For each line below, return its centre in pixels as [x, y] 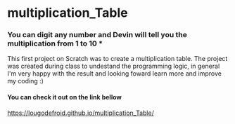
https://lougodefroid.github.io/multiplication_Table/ [81, 113]
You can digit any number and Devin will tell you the [97, 35]
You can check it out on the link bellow [64, 97]
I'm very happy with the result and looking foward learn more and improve [114, 74]
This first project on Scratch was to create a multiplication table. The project [118, 59]
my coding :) [26, 81]
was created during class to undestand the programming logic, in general [114, 66]
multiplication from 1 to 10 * [55, 43]
